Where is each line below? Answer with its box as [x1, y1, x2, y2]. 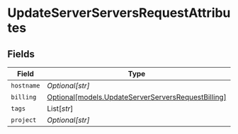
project [11, 116, 37, 124]
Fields [7, 48, 35, 60]
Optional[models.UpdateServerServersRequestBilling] [47, 92, 227, 102]
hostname [11, 82, 40, 90]
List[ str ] [47, 104, 74, 114]
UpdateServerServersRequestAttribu [7, 5, 231, 21]
